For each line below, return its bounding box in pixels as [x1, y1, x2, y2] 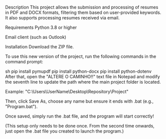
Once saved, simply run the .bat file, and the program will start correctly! [5, 113, 155, 119]
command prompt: [5, 59, 43, 64]
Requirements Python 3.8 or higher [5, 24, 77, 30]
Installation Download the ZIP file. [5, 44, 74, 49]
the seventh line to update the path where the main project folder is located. [5, 79, 161, 85]
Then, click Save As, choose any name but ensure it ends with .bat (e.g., [5, 98, 154, 104]
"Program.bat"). [5, 104, 38, 109]
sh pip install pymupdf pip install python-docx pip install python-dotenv [5, 68, 152, 74]
